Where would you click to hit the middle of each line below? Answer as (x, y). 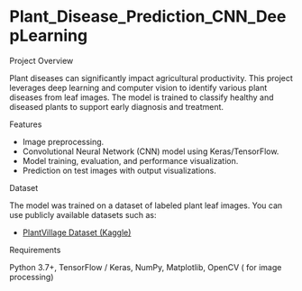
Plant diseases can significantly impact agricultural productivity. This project (151, 77)
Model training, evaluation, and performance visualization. (130, 160)
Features (26, 124)
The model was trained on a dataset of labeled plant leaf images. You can (146, 205)
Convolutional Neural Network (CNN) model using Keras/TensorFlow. (151, 151)
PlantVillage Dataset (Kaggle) (77, 232)
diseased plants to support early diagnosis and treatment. (116, 106)
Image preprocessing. (63, 141)
